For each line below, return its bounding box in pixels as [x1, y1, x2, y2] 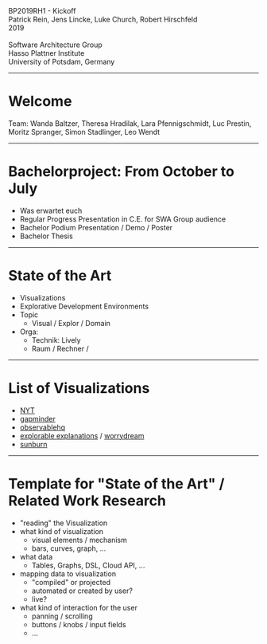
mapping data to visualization [19, 568, 117, 579]
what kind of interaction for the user [19, 603, 137, 612]
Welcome [8, 92, 72, 111]
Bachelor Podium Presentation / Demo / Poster [19, 222, 173, 232]
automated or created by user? [31, 586, 133, 595]
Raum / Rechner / [31, 344, 89, 353]
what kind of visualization [19, 526, 104, 536]
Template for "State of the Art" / [8, 474, 225, 493]
